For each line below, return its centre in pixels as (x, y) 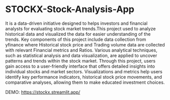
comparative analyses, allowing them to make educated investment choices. (85, 82)
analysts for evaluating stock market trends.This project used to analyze (81, 28)
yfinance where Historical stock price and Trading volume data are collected (85, 44)
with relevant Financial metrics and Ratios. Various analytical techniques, (81, 50)
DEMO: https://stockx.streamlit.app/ (43, 92)
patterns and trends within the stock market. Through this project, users (80, 61)
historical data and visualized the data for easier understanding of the (78, 34)
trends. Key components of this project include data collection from (76, 39)
